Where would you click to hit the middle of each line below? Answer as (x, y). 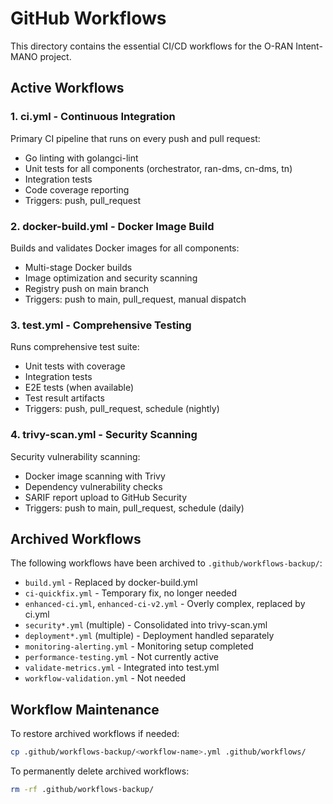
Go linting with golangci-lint (81, 158)
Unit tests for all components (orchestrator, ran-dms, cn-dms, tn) (158, 168)
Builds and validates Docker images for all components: (125, 248)
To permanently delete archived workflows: (100, 771)
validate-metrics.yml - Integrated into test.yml (122, 668)
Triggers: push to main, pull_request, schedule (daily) (134, 508)
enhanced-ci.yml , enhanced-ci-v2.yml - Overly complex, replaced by (165, 604)
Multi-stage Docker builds (78, 267)
